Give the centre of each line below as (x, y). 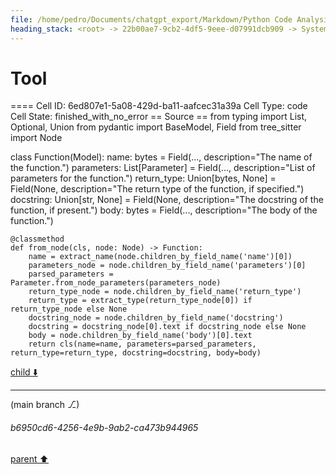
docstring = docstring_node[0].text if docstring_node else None (167, 327)
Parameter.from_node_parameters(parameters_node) (116, 283)
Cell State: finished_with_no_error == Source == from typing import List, (159, 117)
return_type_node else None (69, 309)
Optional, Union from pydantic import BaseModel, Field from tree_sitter (156, 127)
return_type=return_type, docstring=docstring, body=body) (136, 353)
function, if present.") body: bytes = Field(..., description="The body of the (164, 210)
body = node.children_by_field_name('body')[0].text (140, 336)
